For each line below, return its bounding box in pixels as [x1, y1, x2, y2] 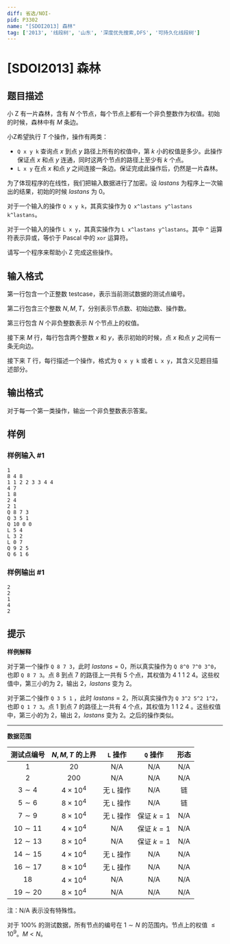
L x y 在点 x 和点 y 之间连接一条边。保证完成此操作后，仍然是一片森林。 [16, 164, 222, 173]
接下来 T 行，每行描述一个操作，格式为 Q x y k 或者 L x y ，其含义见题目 [7, 357, 212, 365]
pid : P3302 [7, 16, 38, 23]
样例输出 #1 [7, 568, 44, 577]
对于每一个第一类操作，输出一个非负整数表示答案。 [7, 406, 151, 414]
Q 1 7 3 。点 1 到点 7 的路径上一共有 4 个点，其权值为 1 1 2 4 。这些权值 [20, 702, 221, 710]
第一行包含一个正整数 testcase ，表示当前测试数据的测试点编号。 [7, 290, 189, 298]
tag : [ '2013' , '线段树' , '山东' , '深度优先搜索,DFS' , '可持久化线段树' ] [7, 29, 201, 36]
